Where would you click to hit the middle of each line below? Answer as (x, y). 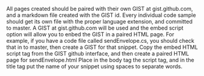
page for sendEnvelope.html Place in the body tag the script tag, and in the (100, 60)
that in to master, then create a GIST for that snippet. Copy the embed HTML (102, 47)
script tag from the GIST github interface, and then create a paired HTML (98, 53)
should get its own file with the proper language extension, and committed (100, 21)
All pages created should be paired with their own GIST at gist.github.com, (100, 9)
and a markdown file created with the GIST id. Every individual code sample (101, 15)
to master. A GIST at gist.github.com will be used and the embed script (95, 28)
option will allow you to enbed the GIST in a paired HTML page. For (90, 34)
